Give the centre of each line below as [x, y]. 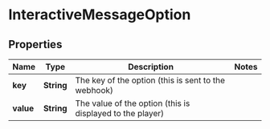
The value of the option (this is [133, 103]
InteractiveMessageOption [100, 15]
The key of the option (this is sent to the [150, 80]
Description [151, 67]
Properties [35, 44]
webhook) [94, 90]
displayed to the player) [120, 113]
